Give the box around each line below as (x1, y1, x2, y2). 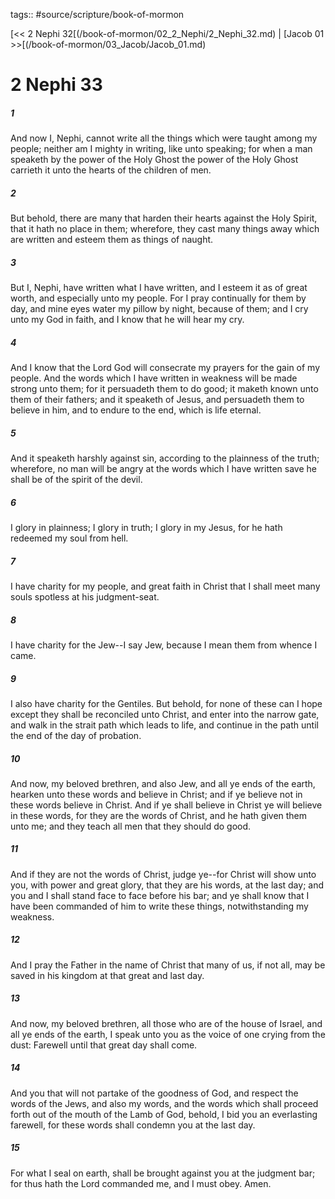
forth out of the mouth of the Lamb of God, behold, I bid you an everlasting (10, 1108, 318, 1120)
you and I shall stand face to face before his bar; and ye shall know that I (10, 889, 310, 901)
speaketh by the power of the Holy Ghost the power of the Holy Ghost (10, 154, 299, 166)
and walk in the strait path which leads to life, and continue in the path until (10, 719, 319, 731)
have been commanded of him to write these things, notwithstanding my (10, 900, 309, 912)
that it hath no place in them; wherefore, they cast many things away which (10, 223, 320, 235)
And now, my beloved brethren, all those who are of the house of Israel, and (10, 1017, 323, 1029)
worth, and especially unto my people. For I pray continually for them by (10, 292, 307, 304)
